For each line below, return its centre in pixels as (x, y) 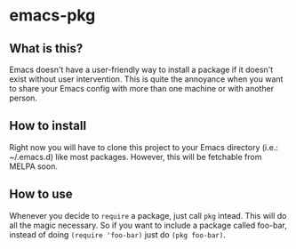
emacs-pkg (52, 16)
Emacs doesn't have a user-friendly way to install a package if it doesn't (141, 69)
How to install (48, 126)
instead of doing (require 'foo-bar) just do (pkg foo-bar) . (118, 234)
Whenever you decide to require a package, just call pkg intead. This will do (148, 215)
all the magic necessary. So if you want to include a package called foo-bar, (148, 225)
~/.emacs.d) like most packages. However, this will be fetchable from (136, 157)
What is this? (46, 48)
